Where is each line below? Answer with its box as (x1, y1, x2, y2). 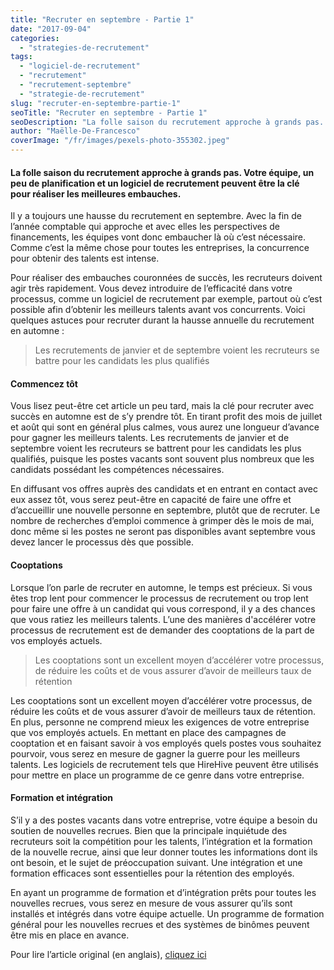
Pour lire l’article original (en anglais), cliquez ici (10, 948, 207, 960)
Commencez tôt (10, 377, 78, 390)
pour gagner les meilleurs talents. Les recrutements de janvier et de (10, 432, 290, 444)
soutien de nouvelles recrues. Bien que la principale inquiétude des (10, 824, 288, 836)
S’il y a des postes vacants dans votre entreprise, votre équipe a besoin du (10, 814, 318, 826)
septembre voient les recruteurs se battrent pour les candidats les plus (10, 442, 302, 455)
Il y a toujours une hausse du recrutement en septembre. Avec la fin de (10, 210, 302, 222)
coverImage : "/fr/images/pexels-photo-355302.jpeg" (10, 136, 230, 146)
